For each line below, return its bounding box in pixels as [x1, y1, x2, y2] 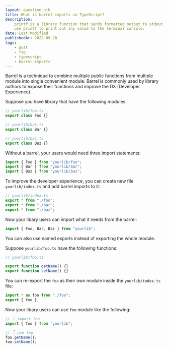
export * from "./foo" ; [5, 198, 55, 203]
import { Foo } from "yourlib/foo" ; [5, 159, 82, 164]
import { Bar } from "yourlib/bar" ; [5, 164, 82, 169]
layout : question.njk [5, 7, 51, 13]
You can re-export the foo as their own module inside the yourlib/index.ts [5, 278, 161, 284]
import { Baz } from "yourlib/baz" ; [5, 169, 82, 174]
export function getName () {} [5, 264, 69, 269]
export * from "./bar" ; [5, 202, 55, 207]
